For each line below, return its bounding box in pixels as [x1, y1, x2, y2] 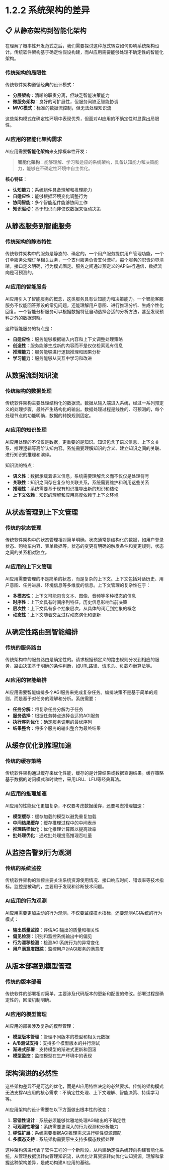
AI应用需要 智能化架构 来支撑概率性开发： [5, 148, 89, 154]
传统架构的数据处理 [5, 387, 52, 394]
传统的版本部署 [5, 978, 42, 985]
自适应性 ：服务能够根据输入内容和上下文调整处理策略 [12, 336, 123, 342]
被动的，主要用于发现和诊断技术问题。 [27, 884, 107, 890]
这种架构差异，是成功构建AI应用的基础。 [9, 1159, 94, 1165]
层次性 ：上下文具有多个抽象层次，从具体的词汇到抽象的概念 [12, 605, 136, 611]
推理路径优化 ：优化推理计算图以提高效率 [12, 826, 97, 832]
